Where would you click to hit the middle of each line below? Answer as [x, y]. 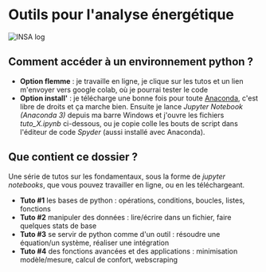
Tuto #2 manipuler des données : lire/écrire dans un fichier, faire [125, 217]
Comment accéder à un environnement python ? [131, 62]
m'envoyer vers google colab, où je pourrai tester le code [114, 89]
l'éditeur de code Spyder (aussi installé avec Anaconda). [112, 132]
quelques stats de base [58, 226]
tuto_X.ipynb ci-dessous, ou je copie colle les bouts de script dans [129, 123]
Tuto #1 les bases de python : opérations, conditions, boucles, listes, [132, 200]
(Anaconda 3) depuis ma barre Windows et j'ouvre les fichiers [122, 115]
